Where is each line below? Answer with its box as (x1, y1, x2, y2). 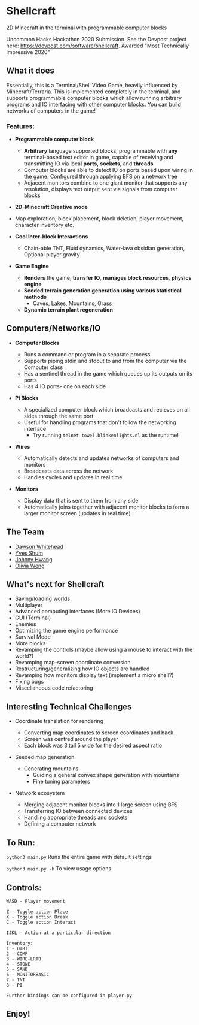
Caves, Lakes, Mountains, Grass (32, 300, 112, 307)
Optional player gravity (23, 251, 80, 258)
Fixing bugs (14, 678, 44, 685)
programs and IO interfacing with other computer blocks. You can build (6, 101, 181, 108)
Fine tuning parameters (32, 778, 91, 785)
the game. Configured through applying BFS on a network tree (23, 173, 177, 180)
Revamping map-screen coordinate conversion (14, 659, 131, 666)
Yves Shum (14, 549, 44, 557)
